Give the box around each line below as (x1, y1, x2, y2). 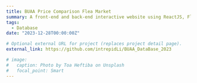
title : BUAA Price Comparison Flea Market (6, 8, 111, 15)
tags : (6, 19, 19, 25)
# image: (6, 57, 28, 63)
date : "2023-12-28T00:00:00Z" (6, 30, 80, 36)
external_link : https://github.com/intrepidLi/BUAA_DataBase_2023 (6, 46, 172, 53)
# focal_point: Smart (6, 68, 64, 74)
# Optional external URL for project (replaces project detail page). (6, 41, 182, 47)
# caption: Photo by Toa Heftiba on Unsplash (6, 62, 125, 68)
